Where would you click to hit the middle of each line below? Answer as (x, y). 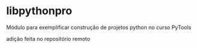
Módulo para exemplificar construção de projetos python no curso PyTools (99, 27)
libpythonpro (39, 11)
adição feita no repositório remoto (48, 39)
